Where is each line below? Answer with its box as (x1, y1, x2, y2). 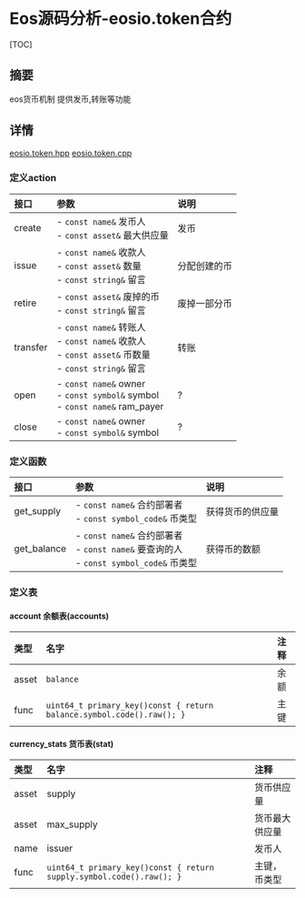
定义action (9, 172, 57, 185)
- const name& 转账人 (55, 320, 146, 333)
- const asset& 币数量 (55, 348, 152, 360)
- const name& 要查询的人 (74, 543, 183, 556)
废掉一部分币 (177, 297, 233, 309)
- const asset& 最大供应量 (55, 228, 170, 241)
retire (14, 297, 37, 309)
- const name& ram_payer (55, 399, 164, 412)
